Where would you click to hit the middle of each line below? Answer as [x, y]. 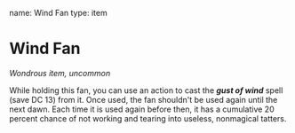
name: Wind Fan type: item [59, 13]
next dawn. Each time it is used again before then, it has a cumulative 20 [142, 109]
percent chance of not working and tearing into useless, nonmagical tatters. [148, 118]
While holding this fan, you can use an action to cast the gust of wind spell [146, 90]
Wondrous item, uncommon [60, 73]
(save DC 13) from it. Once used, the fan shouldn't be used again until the [144, 99]
